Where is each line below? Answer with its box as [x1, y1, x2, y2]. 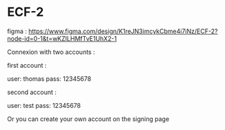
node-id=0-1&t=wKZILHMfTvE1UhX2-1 [7, 34, 117, 42]
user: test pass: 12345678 [7, 101, 81, 109]
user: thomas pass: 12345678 [7, 74, 92, 83]
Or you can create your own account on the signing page [7, 115, 170, 123]
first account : [7, 61, 47, 69]
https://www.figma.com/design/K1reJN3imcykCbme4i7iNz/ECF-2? [28, 27, 218, 35]
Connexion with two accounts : [7, 48, 95, 56]
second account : [7, 88, 57, 96]
